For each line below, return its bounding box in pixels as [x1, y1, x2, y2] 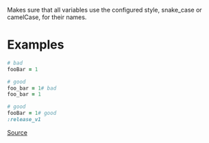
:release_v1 [7, 116, 41, 123]
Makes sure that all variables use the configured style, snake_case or [7, 6, 202, 14]
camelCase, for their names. [7, 13, 87, 21]
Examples [7, 37, 64, 53]
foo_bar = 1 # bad [7, 85, 57, 92]
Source [7, 128, 27, 136]
